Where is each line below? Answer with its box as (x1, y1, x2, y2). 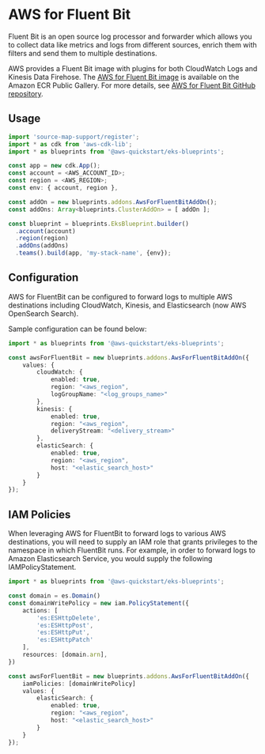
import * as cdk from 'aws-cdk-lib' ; (8, 140, 133, 148)
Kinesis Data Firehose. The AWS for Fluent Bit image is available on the (8, 72, 240, 81)
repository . (8, 89, 44, 98)
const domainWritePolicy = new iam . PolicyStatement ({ (8, 599, 190, 607)
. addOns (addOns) (15, 242, 69, 250)
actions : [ (22, 606, 59, 614)
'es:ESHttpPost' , (36, 621, 93, 629)
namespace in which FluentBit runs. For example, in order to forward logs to (8, 545, 256, 555)
